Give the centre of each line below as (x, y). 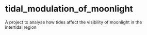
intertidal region (21, 27)
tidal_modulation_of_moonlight (69, 9)
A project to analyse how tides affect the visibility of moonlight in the (73, 22)
